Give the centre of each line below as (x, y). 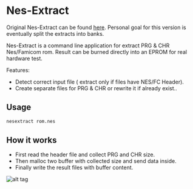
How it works (32, 140)
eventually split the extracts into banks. (55, 33)
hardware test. (24, 58)
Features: (18, 70)
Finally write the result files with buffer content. (74, 168)
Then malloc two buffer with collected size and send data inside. (96, 161)
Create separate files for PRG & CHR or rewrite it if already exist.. (96, 88)
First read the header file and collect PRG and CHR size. (85, 154)
